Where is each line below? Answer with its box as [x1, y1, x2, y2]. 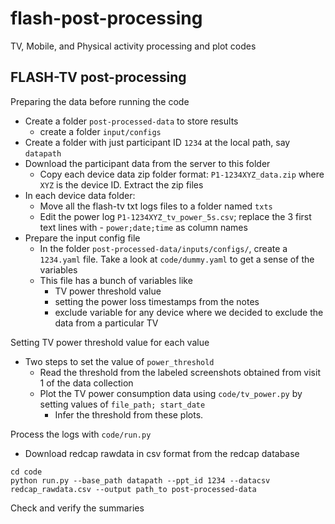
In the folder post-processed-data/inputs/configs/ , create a [39, 242, 288, 254]
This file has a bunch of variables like [39, 274, 193, 286]
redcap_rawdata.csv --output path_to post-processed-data [10, 484, 257, 494]
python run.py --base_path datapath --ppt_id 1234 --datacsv [10, 475, 271, 486]
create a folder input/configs [39, 125, 162, 137]
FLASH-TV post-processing [10, 69, 187, 86]
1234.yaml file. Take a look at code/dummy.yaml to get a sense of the [39, 253, 315, 265]
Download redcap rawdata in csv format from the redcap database [24, 447, 300, 459]
